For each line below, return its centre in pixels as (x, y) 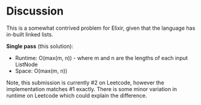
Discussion (35, 11)
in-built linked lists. (30, 34)
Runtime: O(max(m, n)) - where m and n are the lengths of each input (101, 58)
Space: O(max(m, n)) (41, 70)
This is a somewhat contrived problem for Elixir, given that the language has (101, 28)
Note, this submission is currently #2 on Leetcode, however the (85, 83)
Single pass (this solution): (40, 46)
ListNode (26, 64)
